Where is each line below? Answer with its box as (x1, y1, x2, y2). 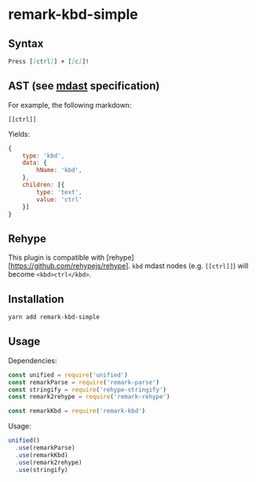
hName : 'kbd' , (36, 167, 82, 175)
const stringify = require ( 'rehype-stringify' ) (8, 385, 167, 394)
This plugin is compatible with (8, 253, 105, 263)
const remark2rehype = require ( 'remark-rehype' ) (8, 393, 170, 401)
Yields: (8, 129, 31, 138)
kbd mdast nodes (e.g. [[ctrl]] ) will (132, 261, 249, 270)
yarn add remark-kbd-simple (8, 313, 101, 322)
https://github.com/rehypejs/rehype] (10, 261, 129, 270)
